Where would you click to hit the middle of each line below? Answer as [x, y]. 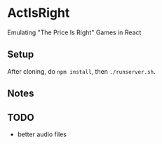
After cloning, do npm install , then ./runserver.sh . [81, 71]
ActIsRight [39, 13]
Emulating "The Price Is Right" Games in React [74, 32]
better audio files [42, 134]
